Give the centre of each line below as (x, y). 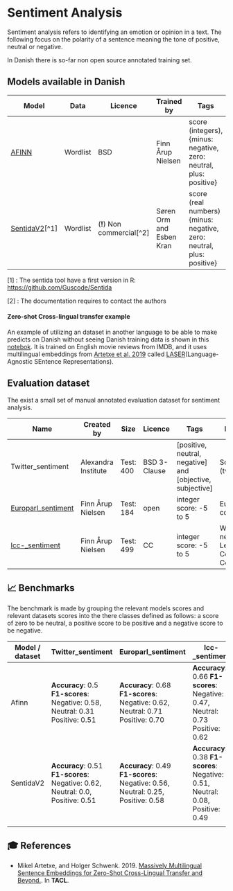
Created (97, 424)
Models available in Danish (66, 82)
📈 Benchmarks (41, 588)
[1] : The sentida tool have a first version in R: (72, 280)
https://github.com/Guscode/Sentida (60, 287)
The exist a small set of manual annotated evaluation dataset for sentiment (114, 400)
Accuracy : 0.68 (145, 685)
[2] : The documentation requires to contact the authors (87, 301)
